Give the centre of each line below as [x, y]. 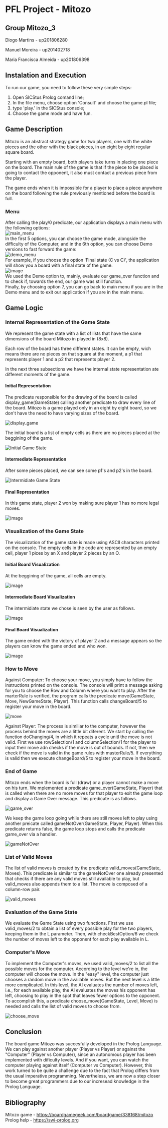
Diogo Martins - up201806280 [36, 40]
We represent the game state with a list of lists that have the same [73, 333]
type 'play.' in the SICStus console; [48, 108]
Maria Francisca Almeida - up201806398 [47, 60]
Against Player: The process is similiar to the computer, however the [75, 726]
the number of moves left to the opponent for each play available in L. [77, 939]
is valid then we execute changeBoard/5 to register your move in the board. [83, 758]
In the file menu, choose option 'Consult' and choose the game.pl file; [85, 102]
